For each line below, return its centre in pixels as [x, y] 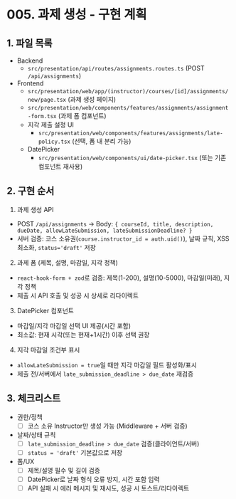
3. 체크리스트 [34, 398]
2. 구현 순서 [31, 191]
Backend [30, 61]
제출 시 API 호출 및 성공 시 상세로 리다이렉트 [78, 295]
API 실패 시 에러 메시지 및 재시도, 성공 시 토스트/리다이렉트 [108, 488]
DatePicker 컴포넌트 [45, 310]
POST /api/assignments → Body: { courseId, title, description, [115, 224]
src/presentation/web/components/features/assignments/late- [130, 133]
